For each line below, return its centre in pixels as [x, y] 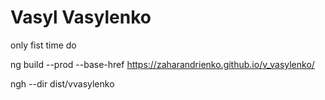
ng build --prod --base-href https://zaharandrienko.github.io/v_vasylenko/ [162, 64]
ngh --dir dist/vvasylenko [62, 83]
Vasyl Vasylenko [81, 17]
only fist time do [43, 45]
